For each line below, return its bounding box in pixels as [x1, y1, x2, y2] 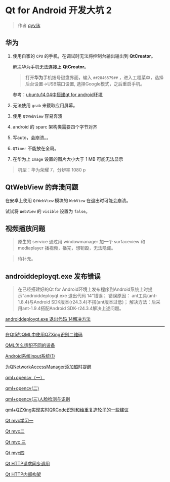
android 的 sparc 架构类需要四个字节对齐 [12, 123, 98, 129]
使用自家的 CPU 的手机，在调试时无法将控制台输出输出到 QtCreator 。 [12, 53, 156, 59]
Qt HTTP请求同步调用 [5, 461, 50, 467]
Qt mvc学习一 [5, 418, 34, 424]
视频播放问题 [5, 224, 46, 233]
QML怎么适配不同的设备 [5, 342, 56, 348]
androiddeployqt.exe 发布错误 [5, 272, 101, 281]
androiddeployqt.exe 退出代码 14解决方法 [5, 316, 91, 322]
